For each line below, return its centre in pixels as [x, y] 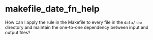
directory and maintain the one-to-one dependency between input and [77, 27]
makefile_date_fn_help [52, 9]
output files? [18, 32]
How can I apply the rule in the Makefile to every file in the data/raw [74, 22]
